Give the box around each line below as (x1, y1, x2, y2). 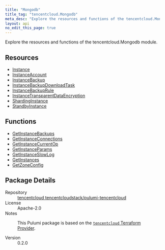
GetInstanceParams (12, 146, 53, 152)
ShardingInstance (12, 98, 48, 104)
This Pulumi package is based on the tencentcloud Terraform (17, 220, 141, 226)
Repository (5, 189, 27, 195)
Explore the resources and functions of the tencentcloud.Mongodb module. (5, 39, 158, 45)
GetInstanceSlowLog (12, 151, 55, 157)
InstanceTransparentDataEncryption (12, 92, 85, 99)
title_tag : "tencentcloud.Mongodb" (5, 12, 78, 17)
